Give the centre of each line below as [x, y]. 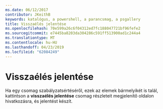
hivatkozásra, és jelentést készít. [39, 101]
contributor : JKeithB [28, 15]
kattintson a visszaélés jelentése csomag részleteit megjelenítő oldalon [80, 96]
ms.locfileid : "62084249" [32, 52]
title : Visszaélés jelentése [36, 24]
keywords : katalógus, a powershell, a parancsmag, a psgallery [73, 19]
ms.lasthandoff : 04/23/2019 [35, 47]
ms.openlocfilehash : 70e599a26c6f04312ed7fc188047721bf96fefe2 [73, 29]
